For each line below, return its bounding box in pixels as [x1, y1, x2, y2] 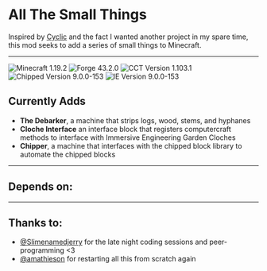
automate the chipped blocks [19, 149, 116, 159]
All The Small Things [8, 6, 147, 24]
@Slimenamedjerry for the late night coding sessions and [19, 237, 208, 247]
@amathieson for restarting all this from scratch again [19, 254, 196, 264]
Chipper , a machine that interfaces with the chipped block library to [19, 141, 242, 150]
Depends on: [8, 180, 73, 194]
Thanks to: [8, 216, 63, 230]
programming [19, 246, 65, 255]
